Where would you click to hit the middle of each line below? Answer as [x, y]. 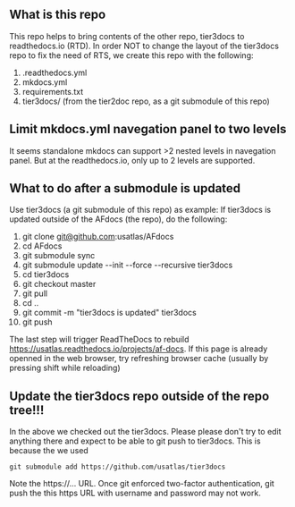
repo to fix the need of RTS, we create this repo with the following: [131, 55]
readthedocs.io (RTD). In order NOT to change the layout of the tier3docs [144, 46]
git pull [34, 293]
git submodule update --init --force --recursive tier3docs [127, 265]
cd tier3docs [46, 275]
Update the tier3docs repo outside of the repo [139, 396]
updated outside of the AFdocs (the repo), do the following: [118, 219]
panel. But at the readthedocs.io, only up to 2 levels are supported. [132, 160]
